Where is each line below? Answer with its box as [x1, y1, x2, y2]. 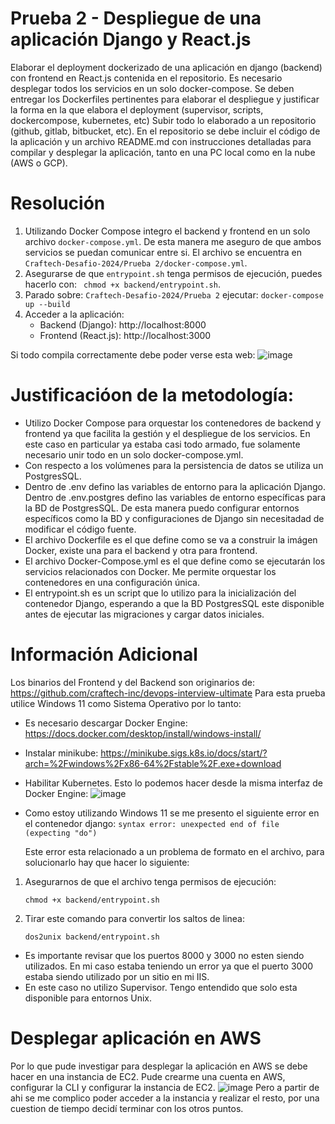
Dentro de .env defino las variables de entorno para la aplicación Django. [24, 480, 326, 492]
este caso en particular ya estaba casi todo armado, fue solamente [24, 438, 301, 450]
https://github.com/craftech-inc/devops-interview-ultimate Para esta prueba [10, 687, 326, 699]
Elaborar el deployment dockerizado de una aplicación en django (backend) [10, 61, 323, 73]
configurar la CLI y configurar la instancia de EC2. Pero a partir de [10, 1081, 320, 1093]
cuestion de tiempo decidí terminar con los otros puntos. [10, 1102, 244, 1114]
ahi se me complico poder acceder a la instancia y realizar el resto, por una [10, 1092, 320, 1104]
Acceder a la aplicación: [24, 308, 125, 320]
